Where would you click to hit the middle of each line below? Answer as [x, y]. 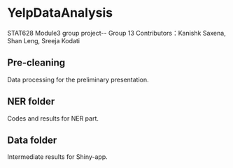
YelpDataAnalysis [60, 13]
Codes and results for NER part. [53, 118]
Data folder [32, 140]
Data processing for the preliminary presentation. [78, 79]
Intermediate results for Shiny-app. [58, 157]
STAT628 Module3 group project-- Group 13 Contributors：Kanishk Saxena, [116, 33]
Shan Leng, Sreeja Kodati [44, 40]
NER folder [31, 101]
